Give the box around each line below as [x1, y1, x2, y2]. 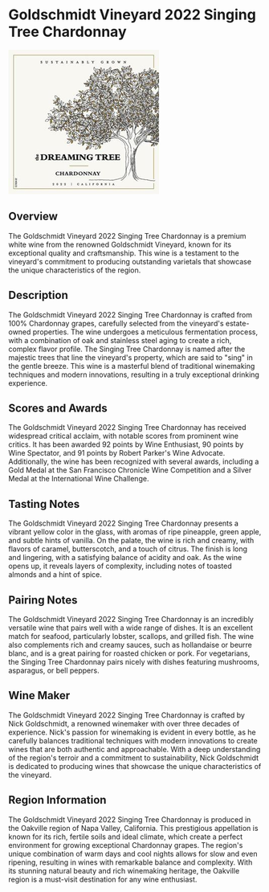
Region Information [8, 793, 107, 807]
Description [8, 288, 68, 302]
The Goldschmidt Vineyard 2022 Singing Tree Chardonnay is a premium [8, 231, 247, 240]
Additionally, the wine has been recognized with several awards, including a [8, 456, 259, 467]
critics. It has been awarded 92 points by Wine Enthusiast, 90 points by [8, 440, 244, 449]
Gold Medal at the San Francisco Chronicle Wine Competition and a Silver [8, 465, 252, 475]
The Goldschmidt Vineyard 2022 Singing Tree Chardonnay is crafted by [8, 710, 245, 720]
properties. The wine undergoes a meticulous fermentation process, [32, 327, 259, 337]
